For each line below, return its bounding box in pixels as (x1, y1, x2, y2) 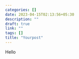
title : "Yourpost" (5, 35, 43, 40)
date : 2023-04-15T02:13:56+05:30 (5, 12, 75, 17)
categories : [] (5, 7, 37, 12)
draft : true (5, 21, 30, 26)
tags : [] (5, 30, 23, 35)
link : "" (5, 26, 23, 31)
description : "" (5, 16, 39, 21)
